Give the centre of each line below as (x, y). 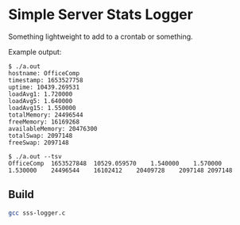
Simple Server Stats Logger (101, 15)
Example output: (35, 51)
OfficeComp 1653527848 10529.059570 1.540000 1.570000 (115, 163)
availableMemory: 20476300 (53, 128)
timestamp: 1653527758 (46, 80)
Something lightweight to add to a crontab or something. (101, 36)
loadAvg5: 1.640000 (41, 101)
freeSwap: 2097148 (39, 143)
